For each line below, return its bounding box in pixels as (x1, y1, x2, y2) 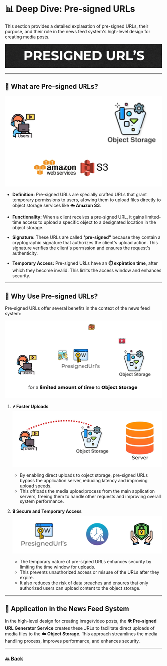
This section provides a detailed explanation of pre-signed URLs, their (5, 23, 149, 29)
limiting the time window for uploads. (19, 564, 96, 570)
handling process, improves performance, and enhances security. (5, 638, 140, 644)
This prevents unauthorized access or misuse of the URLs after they (19, 569, 160, 575)
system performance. (19, 499, 64, 504)
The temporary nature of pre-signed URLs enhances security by (19, 559, 152, 565)
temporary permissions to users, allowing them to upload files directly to (12, 197, 161, 203)
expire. (19, 575, 34, 581)
